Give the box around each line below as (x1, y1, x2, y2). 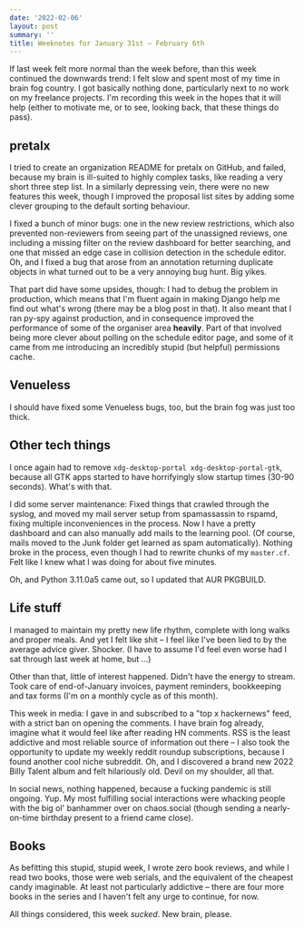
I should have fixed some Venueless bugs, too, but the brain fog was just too (9, 401, 296, 413)
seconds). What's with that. (9, 481, 113, 492)
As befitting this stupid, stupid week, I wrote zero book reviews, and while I (9, 863, 289, 874)
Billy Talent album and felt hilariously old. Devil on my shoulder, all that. (9, 766, 275, 777)
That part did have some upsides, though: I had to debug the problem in (9, 284, 279, 295)
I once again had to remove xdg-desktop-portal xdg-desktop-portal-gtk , (9, 462, 283, 473)
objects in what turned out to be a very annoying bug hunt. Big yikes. (9, 267, 268, 278)
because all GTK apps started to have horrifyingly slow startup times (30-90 (9, 471, 295, 482)
